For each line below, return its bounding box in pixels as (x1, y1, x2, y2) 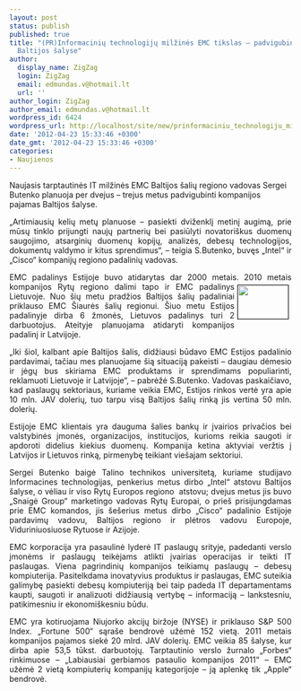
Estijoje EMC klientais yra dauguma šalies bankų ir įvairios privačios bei (9, 421, 292, 432)
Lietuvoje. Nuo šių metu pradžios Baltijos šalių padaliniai (9, 291, 235, 302)
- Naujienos (9, 154, 54, 164)
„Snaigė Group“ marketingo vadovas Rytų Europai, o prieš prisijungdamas (9, 495, 292, 506)
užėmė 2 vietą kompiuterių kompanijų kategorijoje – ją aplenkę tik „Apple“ (9, 663, 292, 674)
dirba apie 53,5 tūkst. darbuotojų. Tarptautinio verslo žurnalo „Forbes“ (9, 644, 292, 655)
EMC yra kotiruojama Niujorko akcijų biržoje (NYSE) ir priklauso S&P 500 (9, 616, 292, 626)
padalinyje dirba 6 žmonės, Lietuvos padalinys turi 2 (9, 310, 235, 320)
